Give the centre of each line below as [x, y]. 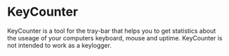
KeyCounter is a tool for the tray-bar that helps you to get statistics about [112, 31]
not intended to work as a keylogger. [60, 45]
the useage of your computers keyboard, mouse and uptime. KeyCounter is [115, 38]
